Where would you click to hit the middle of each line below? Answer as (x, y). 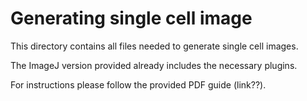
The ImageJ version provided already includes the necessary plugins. (154, 65)
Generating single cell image (131, 18)
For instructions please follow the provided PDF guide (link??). (138, 84)
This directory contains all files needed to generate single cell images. (154, 46)
